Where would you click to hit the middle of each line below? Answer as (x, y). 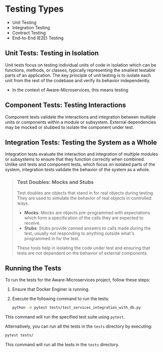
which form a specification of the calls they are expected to (84, 218)
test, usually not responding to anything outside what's (79, 233)
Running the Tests (33, 268)
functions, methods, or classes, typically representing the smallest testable (80, 70)
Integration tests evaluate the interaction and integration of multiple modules (81, 154)
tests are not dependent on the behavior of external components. (82, 253)
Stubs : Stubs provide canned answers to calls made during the (87, 228)
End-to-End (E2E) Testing (38, 38)
